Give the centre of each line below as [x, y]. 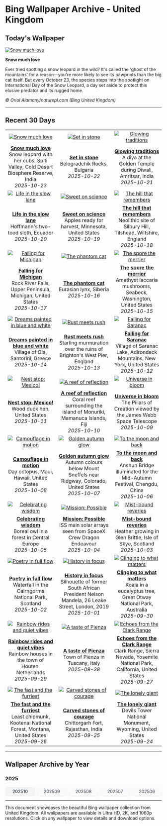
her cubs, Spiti [31, 160]
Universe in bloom [137, 396]
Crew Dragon [84, 537]
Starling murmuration [84, 343]
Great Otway [137, 597]
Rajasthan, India [84, 729]
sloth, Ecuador [37, 232]
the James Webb [137, 415]
